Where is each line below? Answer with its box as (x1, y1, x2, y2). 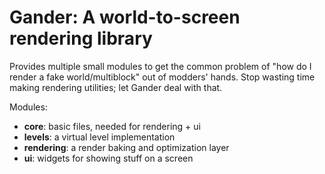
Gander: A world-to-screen (9, 6, 241, 29)
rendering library (9, 27, 153, 50)
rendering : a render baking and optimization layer (23, 141, 230, 153)
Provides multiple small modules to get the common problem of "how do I (9, 60, 312, 72)
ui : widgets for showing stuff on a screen (23, 152, 194, 164)
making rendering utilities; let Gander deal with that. (9, 81, 223, 93)
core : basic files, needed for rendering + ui (23, 120, 201, 132)
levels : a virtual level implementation (23, 131, 176, 143)
